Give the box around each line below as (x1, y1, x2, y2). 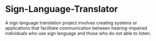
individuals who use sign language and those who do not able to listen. (5, 30, 151, 36)
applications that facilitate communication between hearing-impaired (5, 25, 147, 31)
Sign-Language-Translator (5, 3, 118, 15)
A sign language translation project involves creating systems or (5, 20, 137, 26)
